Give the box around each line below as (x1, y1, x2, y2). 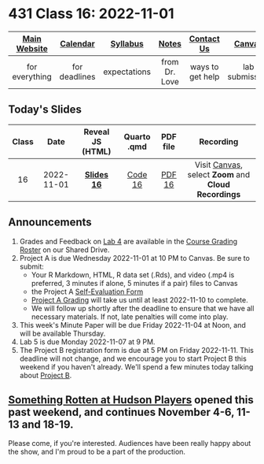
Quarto (123, 131, 151, 142)
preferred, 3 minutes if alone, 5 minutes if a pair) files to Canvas (31, 278, 238, 288)
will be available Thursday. (19, 329, 106, 338)
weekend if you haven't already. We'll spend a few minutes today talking (19, 362, 254, 371)
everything (12, 71, 53, 82)
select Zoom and (187, 169, 251, 180)
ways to (189, 61, 219, 72)
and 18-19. (21, 418, 74, 431)
